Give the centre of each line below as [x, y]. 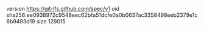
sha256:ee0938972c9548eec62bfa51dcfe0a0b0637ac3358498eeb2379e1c [102, 15]
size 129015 [51, 21]
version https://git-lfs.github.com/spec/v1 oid [63, 9]
